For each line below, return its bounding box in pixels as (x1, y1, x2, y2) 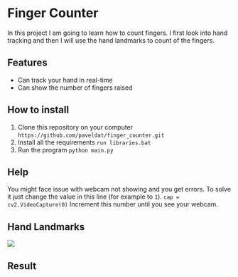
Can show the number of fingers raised (17, 83, 133, 92)
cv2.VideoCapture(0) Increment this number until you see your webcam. (7, 200, 219, 209)
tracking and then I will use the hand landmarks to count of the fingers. (7, 36, 215, 44)
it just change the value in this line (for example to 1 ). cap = (7, 192, 180, 201)
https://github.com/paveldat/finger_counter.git (17, 132, 165, 139)
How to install (7, 104, 70, 116)
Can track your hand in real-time (17, 75, 113, 84)
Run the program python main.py (17, 145, 114, 154)
